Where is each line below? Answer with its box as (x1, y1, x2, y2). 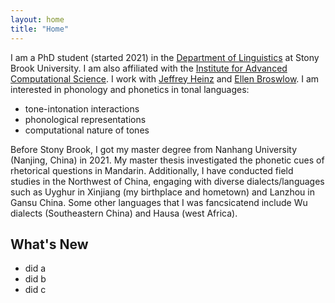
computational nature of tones (24, 124, 150, 136)
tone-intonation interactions (24, 102, 140, 115)
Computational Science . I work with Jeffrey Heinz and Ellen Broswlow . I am (10, 72, 320, 85)
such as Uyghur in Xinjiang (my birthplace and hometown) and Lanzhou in (10, 186, 315, 198)
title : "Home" (10, 24, 70, 34)
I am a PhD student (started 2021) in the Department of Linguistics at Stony (10, 51, 320, 63)
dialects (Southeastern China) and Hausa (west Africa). (10, 207, 238, 219)
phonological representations (24, 113, 147, 125)
